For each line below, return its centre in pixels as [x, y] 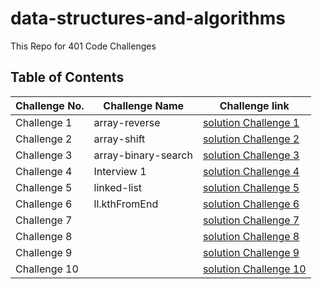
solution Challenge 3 [251, 155]
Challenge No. [50, 105]
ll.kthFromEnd [126, 204]
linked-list [118, 187]
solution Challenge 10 [254, 269]
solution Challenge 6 [251, 204]
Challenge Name [144, 105]
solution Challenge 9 [251, 252]
